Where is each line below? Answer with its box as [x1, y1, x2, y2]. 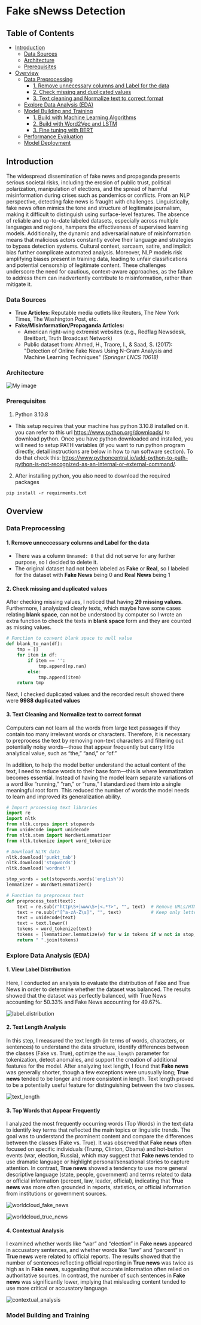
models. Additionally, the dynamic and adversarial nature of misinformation [6, 229, 191, 237]
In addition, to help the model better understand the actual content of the [6, 761, 186, 768]
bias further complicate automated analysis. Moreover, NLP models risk [6, 248, 182, 256]
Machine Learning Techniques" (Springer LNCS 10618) [23, 354, 159, 361]
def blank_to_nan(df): [6, 641, 63, 647]
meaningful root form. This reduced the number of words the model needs [6, 786, 190, 794]
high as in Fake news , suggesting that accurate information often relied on [6, 1266, 190, 1273]
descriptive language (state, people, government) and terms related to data [6, 1171, 192, 1178]
